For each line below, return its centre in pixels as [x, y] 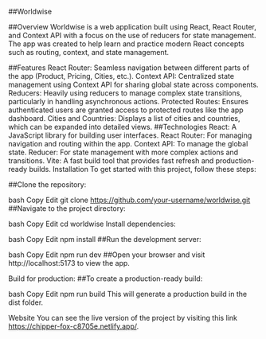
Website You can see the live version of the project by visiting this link [123, 318]
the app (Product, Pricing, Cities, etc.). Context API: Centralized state [121, 76]
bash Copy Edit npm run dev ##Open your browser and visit [107, 255]
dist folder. [26, 302]
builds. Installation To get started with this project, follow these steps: [143, 169]
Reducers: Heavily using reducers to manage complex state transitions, [125, 93]
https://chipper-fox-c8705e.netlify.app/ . [74, 326]
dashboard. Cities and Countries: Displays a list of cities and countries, [124, 118]
